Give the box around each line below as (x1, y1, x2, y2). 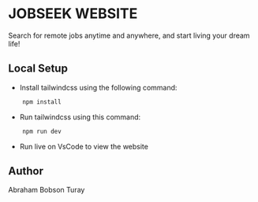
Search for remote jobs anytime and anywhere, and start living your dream (8, 31, 250, 40)
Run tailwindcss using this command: (19, 112, 141, 122)
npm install (22, 97, 62, 106)
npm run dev (22, 127, 62, 135)
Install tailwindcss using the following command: (19, 83, 178, 92)
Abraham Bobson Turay (8, 185, 85, 195)
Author (8, 164, 43, 178)
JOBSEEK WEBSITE (8, 5, 138, 23)
